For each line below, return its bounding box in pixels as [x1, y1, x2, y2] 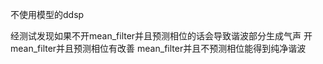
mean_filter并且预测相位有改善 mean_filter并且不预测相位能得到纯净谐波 [10, 43, 307, 54]
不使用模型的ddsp [10, 9, 85, 20]
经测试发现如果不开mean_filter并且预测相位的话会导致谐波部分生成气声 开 [10, 30, 313, 42]
